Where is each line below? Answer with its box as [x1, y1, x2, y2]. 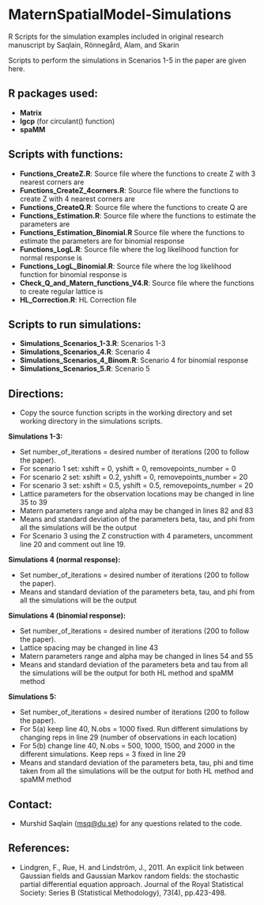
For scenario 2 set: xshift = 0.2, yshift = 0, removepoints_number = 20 [19, 473, 248, 482]
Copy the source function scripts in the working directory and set [19, 408, 233, 417]
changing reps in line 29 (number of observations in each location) [19, 732, 237, 742]
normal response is [19, 253, 83, 262]
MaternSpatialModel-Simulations [8, 6, 232, 24]
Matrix [19, 108, 42, 117]
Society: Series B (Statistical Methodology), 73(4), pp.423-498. [19, 888, 227, 897]
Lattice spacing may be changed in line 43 [19, 643, 158, 652]
